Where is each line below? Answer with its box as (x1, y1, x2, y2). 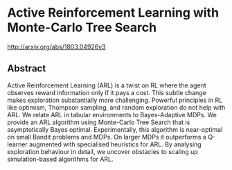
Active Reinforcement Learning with (7, 5, 220, 21)
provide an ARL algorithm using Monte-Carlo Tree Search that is (7, 118, 190, 126)
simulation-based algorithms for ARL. (7, 155, 114, 163)
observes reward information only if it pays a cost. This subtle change (7, 88, 206, 96)
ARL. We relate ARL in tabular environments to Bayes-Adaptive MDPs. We (7, 110, 217, 119)
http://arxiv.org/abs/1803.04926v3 (7, 42, 106, 51)
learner (7, 140, 28, 148)
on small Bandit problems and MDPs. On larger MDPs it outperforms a (7, 133, 206, 141)
